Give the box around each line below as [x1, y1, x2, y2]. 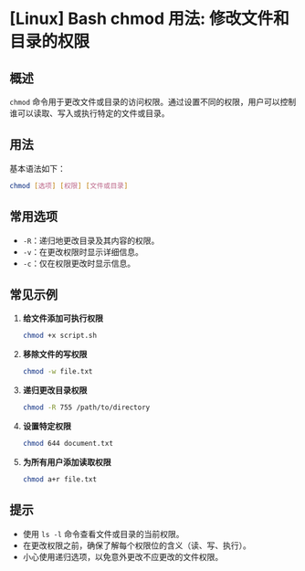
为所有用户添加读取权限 [22, 456, 111, 467]
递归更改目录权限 [22, 385, 88, 396]
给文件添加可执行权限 [22, 312, 103, 324]
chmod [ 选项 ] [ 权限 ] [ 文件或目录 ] [9, 181, 129, 190]
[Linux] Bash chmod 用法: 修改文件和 [9, 8, 289, 29]
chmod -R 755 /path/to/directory [22, 403, 151, 412]
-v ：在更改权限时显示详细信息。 [22, 246, 144, 257]
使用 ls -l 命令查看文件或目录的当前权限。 [22, 528, 184, 539]
